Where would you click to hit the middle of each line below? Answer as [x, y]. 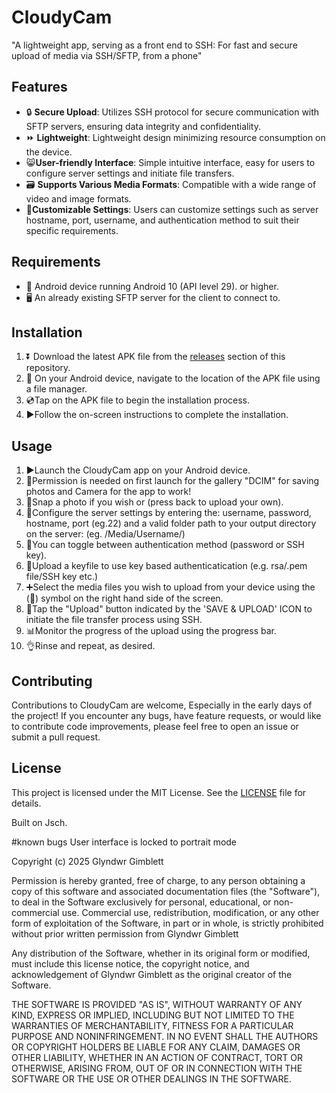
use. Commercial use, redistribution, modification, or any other [190, 912]
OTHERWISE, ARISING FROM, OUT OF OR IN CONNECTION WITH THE [157, 1068]
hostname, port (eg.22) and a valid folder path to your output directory [171, 523]
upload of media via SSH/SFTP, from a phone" [107, 55]
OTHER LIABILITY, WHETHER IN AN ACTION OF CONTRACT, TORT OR [157, 1057]
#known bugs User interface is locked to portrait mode [124, 842]
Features [39, 87]
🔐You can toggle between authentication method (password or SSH [165, 545]
